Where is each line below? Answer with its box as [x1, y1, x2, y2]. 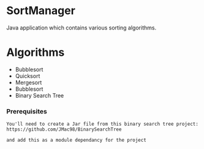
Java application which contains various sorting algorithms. [6, 24, 157, 31]
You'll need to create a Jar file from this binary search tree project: [6, 121, 199, 128]
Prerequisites [6, 107, 47, 115]
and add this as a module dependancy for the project [6, 137, 147, 143]
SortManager [6, 4, 75, 18]
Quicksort [15, 72, 40, 80]
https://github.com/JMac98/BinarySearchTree [6, 126, 122, 132]
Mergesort [15, 78, 42, 86]
